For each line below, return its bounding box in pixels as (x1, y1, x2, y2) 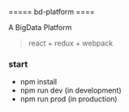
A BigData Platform (8, 23, 72, 32)
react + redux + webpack (28, 38, 114, 48)
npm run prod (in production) (19, 94, 118, 104)
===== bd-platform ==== (8, 7, 95, 16)
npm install (19, 77, 58, 87)
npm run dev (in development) (19, 85, 122, 96)
